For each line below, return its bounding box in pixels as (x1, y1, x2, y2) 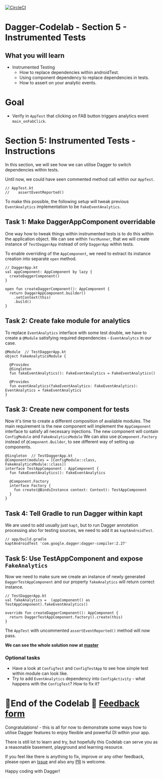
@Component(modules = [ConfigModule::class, (5, 458, 97, 463)
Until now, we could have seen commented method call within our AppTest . (5, 176, 155, 182)
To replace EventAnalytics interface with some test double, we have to (5, 329, 147, 336)
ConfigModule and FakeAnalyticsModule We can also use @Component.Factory (5, 434, 157, 439)
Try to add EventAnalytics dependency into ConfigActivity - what (12, 676, 145, 682)
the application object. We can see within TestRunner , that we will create (5, 236, 150, 242)
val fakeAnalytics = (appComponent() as (5, 597, 91, 603)
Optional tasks (5, 654, 40, 661)
